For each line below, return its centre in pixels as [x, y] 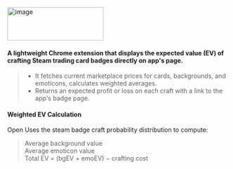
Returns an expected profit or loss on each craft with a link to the [129, 91]
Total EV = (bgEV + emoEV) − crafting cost [86, 158]
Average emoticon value [59, 151]
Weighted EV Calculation [45, 114]
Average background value [64, 144]
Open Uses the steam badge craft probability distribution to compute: [108, 130]
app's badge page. [62, 98]
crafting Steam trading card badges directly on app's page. [95, 60]
